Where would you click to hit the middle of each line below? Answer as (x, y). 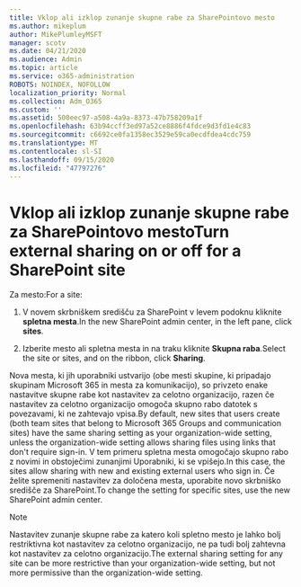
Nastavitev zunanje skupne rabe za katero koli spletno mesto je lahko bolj (145, 535)
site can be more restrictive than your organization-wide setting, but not (142, 564)
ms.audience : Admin (46, 59)
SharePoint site (67, 270)
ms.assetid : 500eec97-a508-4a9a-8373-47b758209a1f (106, 118)
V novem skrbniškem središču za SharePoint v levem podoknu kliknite (152, 312)
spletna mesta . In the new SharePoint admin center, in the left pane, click (157, 322)
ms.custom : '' (36, 110)
